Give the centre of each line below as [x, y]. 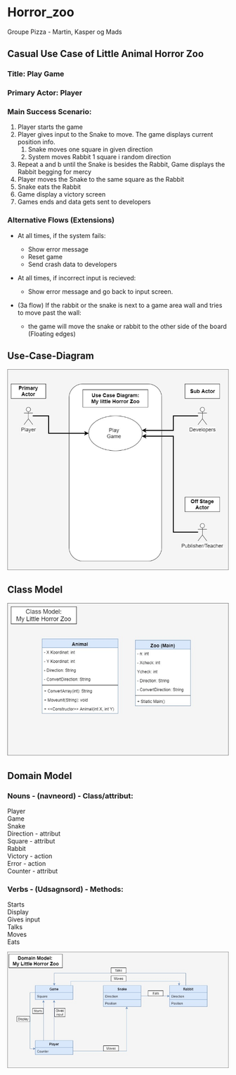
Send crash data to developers [72, 264]
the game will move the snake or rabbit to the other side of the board [127, 326]
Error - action [27, 864]
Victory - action [30, 856]
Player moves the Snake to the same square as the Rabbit [101, 180]
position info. [36, 142]
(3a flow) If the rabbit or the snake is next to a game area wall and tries [120, 305]
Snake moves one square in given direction [90, 149]
